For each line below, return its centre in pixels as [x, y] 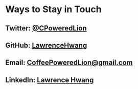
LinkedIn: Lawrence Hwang [50, 80]
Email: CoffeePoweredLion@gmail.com [69, 63]
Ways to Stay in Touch [53, 9]
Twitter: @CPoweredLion [46, 28]
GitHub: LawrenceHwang [46, 45]
